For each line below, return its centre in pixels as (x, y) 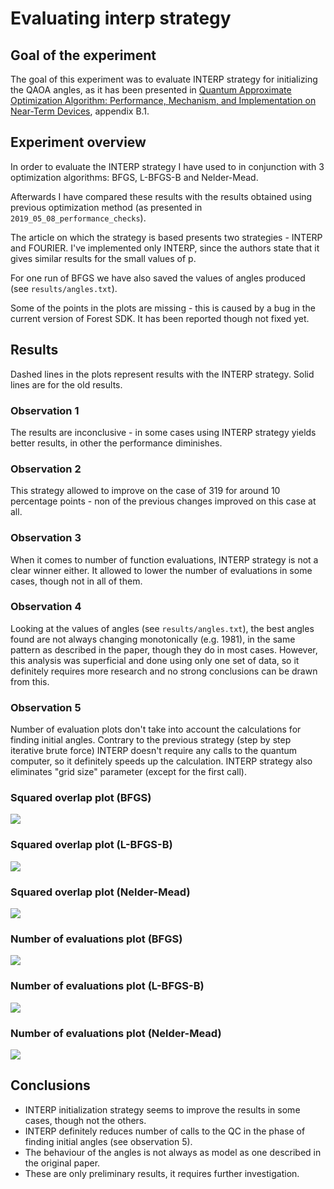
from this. (30, 681)
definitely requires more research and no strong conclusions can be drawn (164, 671)
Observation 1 (45, 410)
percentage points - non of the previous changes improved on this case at (163, 501)
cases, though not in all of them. (76, 581)
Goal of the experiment (83, 55)
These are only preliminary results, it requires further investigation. (162, 1173)
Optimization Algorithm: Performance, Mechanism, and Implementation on (163, 100)
